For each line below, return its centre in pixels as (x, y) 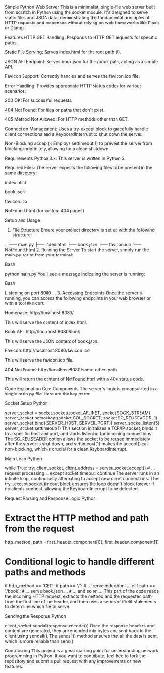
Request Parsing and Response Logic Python (51, 498)
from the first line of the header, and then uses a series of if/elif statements (81, 601)
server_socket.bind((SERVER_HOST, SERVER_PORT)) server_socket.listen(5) (82, 423)
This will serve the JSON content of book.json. (52, 341)
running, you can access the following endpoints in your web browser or (78, 298)
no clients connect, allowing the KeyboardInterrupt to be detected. (72, 489)
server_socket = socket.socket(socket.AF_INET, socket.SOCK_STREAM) (78, 413)
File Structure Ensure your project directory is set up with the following (83, 230)
